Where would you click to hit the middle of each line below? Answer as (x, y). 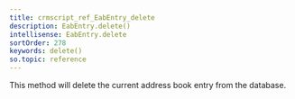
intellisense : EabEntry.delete (68, 34)
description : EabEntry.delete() (70, 26)
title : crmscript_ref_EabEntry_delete (82, 18)
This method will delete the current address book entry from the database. (148, 85)
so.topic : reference (48, 59)
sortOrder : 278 (38, 43)
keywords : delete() (46, 51)
